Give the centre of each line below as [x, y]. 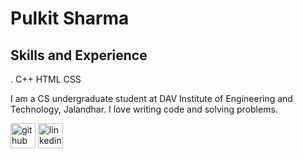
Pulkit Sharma [70, 18]
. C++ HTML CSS [46, 79]
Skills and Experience [79, 55]
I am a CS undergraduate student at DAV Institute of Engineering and [151, 98]
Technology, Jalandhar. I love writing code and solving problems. [144, 109]
